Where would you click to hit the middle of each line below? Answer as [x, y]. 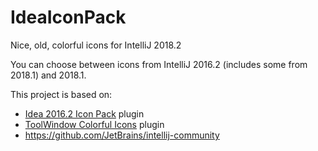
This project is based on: [61, 94]
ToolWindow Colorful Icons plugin [94, 124]
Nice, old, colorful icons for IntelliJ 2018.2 [96, 45]
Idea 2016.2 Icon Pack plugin [84, 113]
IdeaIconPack [68, 17]
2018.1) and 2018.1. [48, 75]
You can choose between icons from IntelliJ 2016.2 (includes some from [159, 64]
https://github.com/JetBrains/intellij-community [122, 135]
